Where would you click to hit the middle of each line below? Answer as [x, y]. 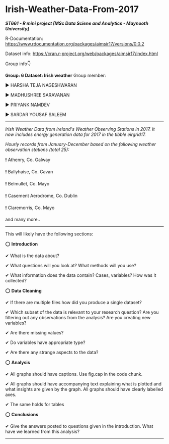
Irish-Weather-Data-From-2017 [72, 9]
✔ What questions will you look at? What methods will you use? [71, 265]
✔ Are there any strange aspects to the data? [52, 352]
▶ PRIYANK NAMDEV [28, 105]
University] [17, 28]
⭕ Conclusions [22, 414]
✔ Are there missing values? [34, 332]
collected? [16, 280]
